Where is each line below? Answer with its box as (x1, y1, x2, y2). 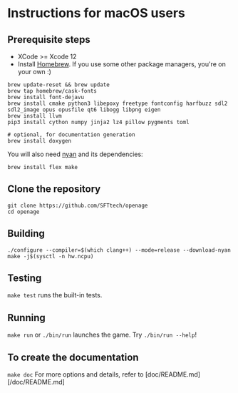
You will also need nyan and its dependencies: (7, 150, 144, 158)
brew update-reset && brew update (7, 81, 110, 88)
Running (7, 312, 46, 324)
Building (7, 228, 45, 240)
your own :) (17, 68, 52, 76)
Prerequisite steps (7, 34, 90, 46)
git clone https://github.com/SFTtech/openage (7, 202, 148, 209)
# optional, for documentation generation (7, 131, 135, 138)
